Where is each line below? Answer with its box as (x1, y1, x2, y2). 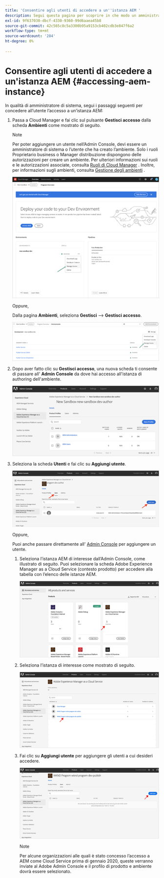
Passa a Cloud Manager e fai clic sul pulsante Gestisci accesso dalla (12, 117, 151, 123)
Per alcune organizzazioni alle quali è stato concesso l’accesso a (19, 853, 150, 859)
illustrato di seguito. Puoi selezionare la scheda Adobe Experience (19, 561, 152, 567)
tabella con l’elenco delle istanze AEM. (19, 572, 97, 577)
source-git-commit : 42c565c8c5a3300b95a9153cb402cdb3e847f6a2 (5, 23, 134, 28)
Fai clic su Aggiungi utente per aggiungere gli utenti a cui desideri (19, 753, 153, 758)
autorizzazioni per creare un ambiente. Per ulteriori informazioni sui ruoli (12, 157, 158, 163)
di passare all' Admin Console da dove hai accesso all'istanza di (12, 371, 142, 377)
